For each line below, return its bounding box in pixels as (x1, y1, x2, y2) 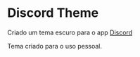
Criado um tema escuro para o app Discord (7, 28, 132, 37)
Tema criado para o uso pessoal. (7, 42, 103, 50)
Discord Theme (7, 5, 99, 21)
